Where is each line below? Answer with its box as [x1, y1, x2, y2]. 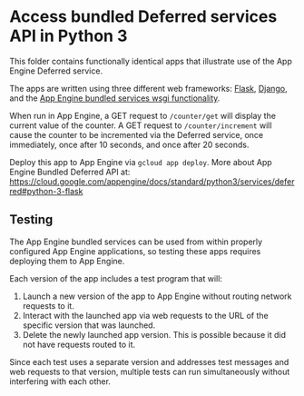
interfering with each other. [9, 375, 112, 387]
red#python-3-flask [9, 185, 83, 196]
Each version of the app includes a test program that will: [9, 272, 222, 283]
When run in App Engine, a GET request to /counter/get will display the [9, 110, 277, 121]
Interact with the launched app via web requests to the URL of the [22, 310, 270, 321]
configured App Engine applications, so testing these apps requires [9, 245, 261, 256]
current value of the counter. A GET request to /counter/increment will [9, 120, 272, 131]
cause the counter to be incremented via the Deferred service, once [9, 129, 264, 140]
